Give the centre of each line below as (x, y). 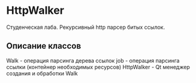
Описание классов (44, 46)
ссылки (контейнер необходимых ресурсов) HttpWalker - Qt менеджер (98, 67)
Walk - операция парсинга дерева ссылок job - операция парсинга (93, 60)
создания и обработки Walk (42, 73)
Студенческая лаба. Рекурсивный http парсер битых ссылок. (86, 27)
